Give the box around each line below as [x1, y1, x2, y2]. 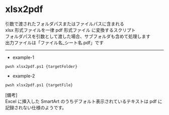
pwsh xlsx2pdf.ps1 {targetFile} [5, 82, 73, 87]
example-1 [12, 54, 34, 60]
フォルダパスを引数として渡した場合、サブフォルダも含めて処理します [5, 33, 151, 39]
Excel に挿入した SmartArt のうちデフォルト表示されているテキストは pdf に [5, 98, 162, 104]
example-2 [12, 73, 35, 79]
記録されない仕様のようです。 [5, 104, 67, 110]
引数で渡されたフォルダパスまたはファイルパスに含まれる [5, 21, 124, 27]
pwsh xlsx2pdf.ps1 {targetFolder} [5, 64, 78, 69]
